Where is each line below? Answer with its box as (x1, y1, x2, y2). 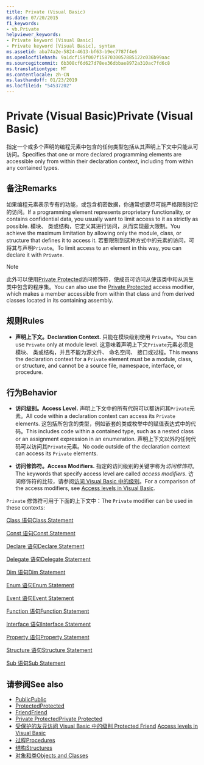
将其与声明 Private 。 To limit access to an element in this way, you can (6, 244, 181, 251)
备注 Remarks (6, 183, 57, 194)
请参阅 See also (6, 679, 64, 689)
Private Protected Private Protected (15, 716, 103, 723)
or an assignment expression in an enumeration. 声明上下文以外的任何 (15, 435, 191, 443)
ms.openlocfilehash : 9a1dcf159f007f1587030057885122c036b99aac (6, 54, 171, 60)
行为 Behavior (6, 387, 58, 398)
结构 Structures (15, 744, 53, 752)
